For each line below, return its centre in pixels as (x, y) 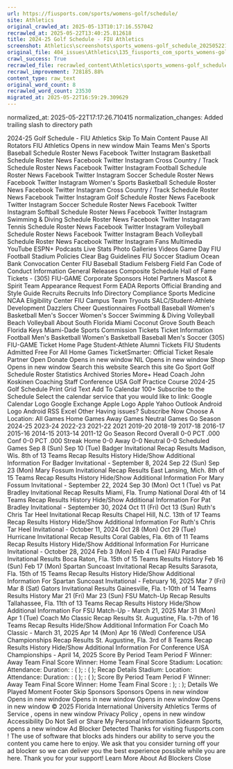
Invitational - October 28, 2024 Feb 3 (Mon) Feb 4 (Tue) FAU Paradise (107, 552)
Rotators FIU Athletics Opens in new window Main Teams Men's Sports (109, 146)
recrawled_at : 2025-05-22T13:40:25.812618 (69, 33)
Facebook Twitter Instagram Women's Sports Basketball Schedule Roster (112, 182)
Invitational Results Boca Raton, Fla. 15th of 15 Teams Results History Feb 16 (115, 559)
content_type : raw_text (42, 78)
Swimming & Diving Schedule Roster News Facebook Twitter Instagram (109, 219)
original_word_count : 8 (42, 85)
